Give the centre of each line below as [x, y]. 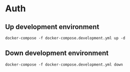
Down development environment [57, 53]
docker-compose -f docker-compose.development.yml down [64, 65]
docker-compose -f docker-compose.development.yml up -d [65, 38]
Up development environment [52, 27]
